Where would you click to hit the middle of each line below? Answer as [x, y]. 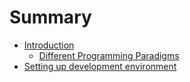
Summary [50, 17]
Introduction [49, 45]
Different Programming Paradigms [109, 55]
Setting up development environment [100, 66]
